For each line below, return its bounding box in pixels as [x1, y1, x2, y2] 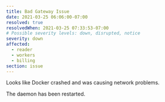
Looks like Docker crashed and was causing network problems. [6, 79, 160, 86]
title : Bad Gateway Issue [6, 8, 69, 15]
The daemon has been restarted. [6, 90, 86, 97]
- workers [11, 52, 35, 58]
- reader [11, 47, 33, 53]
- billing [11, 57, 35, 63]
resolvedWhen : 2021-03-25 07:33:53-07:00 [6, 25, 109, 31]
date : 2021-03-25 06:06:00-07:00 [6, 14, 88, 20]
